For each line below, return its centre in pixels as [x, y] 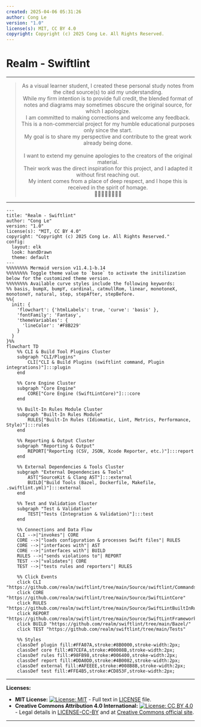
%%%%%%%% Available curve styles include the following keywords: [91, 284]
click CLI [29, 582]
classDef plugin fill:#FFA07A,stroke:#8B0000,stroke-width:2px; [99, 645]
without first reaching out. [108, 175]
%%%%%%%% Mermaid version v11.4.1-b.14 [56, 268]
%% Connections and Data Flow [55, 530]
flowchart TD [22, 347]
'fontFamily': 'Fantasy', [49, 315]
